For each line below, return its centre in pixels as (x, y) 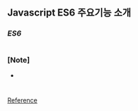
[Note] (19, 60)
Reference (22, 100)
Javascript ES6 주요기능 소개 (69, 13)
